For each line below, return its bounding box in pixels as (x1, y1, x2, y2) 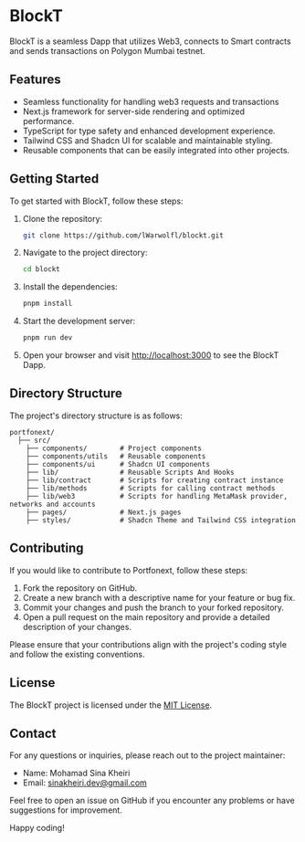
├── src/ (17, 436, 51, 445)
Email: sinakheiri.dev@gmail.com (22, 777, 148, 788)
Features (9, 72, 61, 88)
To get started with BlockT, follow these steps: (9, 195, 184, 206)
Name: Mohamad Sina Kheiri (22, 768, 131, 779)
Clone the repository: (22, 213, 103, 224)
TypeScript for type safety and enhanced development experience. (22, 125, 276, 136)
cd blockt (22, 265, 61, 274)
